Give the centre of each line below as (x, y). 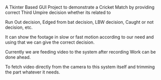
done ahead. (18, 57)
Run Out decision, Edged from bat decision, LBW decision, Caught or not (80, 22)
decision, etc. (19, 27)
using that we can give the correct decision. (50, 42)
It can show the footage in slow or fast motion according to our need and (80, 37)
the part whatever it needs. (33, 72)
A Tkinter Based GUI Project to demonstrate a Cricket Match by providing (80, 7)
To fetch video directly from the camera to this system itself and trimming (80, 67)
